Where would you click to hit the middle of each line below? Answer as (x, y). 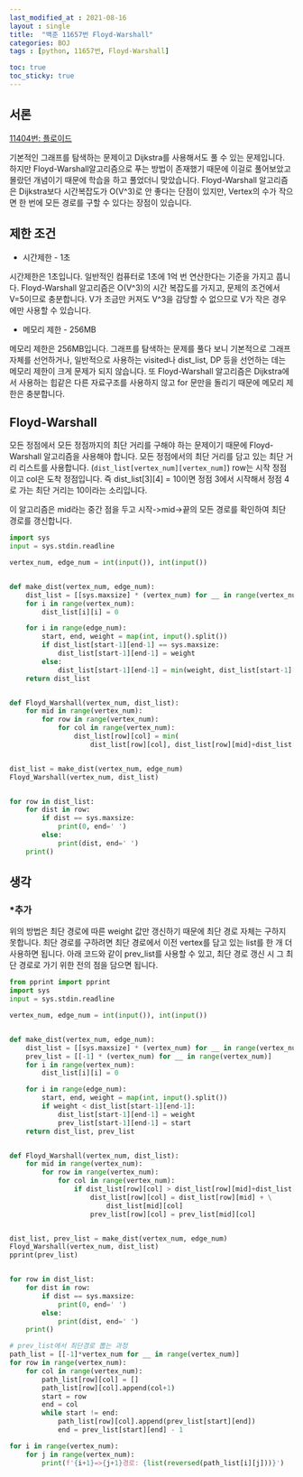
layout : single (40, 26)
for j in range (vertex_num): (80, 1454)
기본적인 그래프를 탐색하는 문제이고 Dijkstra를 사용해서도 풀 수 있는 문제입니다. (147, 157)
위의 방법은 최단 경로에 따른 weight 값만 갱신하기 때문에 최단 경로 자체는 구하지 (148, 931)
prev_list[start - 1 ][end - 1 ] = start (124, 1123)
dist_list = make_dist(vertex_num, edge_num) (96, 769)
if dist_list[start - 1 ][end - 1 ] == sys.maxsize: (131, 645)
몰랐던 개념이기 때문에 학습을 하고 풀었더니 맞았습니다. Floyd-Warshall (133, 180)
